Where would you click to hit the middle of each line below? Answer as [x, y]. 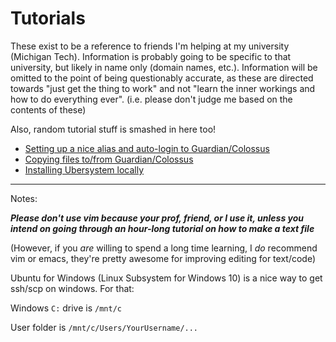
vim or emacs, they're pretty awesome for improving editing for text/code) [163, 258]
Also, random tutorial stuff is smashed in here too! [113, 129]
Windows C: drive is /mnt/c [66, 308]
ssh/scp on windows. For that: [72, 288]
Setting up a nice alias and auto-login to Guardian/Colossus [147, 148]
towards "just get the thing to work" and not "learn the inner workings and [163, 88]
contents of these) [48, 109]
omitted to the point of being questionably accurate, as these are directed [162, 78]
